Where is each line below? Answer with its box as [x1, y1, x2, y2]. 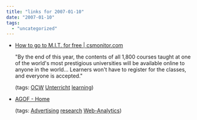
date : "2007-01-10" [6, 14, 55, 20]
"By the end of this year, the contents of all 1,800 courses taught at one [14, 53, 191, 60]
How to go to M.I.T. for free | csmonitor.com [14, 42, 123, 49]
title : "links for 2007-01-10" [6, 8, 84, 15]
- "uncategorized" [11, 25, 58, 32]
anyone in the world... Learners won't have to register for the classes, [14, 66, 187, 73]
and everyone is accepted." [14, 72, 83, 79]
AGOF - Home [14, 96, 50, 103]
